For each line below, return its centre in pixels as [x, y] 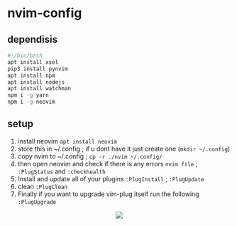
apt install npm [31, 75]
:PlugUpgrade [37, 202]
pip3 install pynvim [38, 69]
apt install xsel [33, 62]
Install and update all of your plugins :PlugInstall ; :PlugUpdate [111, 178]
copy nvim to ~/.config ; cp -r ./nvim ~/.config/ [90, 156]
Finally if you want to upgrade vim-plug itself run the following [109, 194]
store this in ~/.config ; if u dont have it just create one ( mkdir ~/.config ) [124, 149]
